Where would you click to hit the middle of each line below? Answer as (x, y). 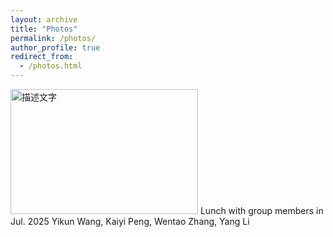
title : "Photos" (44, 29)
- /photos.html (51, 66)
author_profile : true (55, 47)
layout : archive (44, 19)
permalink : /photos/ (53, 38)
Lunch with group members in (261, 210)
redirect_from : (42, 57)
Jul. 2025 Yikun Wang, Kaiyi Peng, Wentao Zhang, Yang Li (130, 221)
